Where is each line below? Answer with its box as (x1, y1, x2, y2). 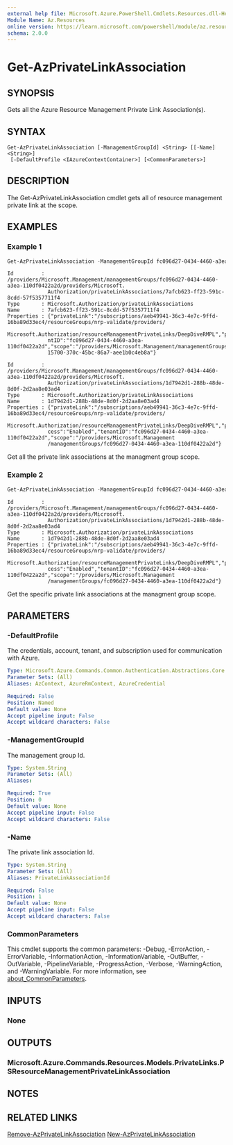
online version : (7, 23, 54, 30)
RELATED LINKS (7, 1112, 78, 1123)
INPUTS (7, 995, 42, 1007)
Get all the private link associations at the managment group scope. (7, 453, 200, 461)
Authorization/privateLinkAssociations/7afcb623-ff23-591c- (47, 289, 225, 295)
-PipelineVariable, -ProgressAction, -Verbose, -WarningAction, (44, 960, 223, 968)
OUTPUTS (7, 1037, 52, 1048)
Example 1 (7, 242, 42, 252)
